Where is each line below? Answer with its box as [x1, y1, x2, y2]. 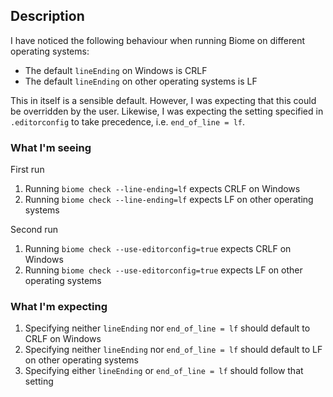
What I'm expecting [10, 300, 108, 314]
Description [10, 8, 85, 25]
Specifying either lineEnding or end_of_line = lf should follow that [24, 365, 304, 377]
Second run [10, 224, 59, 236]
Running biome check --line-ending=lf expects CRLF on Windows [24, 183, 301, 195]
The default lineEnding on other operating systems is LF [24, 75, 258, 87]
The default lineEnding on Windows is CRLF [24, 64, 208, 76]
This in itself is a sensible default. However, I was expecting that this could [10, 94, 317, 106]
